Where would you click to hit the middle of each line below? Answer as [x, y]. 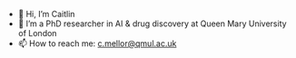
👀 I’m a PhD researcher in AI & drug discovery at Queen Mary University [153, 24]
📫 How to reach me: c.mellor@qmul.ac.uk [97, 43]
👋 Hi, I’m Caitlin [46, 14]
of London [37, 33]
